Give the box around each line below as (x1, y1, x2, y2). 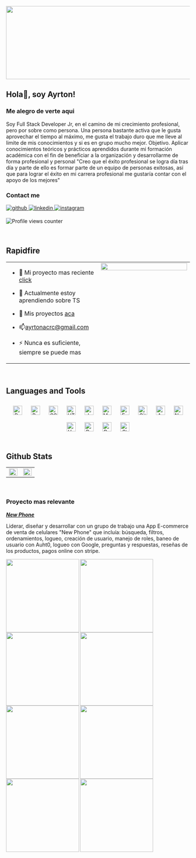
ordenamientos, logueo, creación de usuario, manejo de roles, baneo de (6, 535, 179, 542)
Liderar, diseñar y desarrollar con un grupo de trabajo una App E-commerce (6, 522, 188, 529)
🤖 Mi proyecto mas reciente (19, 268, 94, 276)
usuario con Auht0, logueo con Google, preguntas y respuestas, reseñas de (6, 541, 188, 548)
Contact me (6, 191, 40, 199)
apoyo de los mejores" (6, 176, 60, 183)
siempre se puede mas (19, 348, 82, 356)
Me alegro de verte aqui (6, 107, 75, 115)
